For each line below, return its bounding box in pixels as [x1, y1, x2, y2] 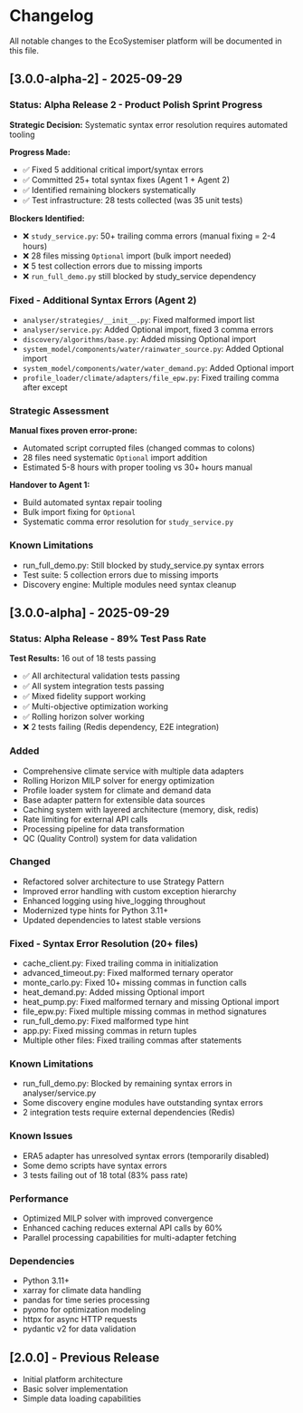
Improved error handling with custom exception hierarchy [22, 885, 237, 896]
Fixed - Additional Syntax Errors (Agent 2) [9, 294, 197, 307]
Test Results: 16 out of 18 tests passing [9, 653, 156, 664]
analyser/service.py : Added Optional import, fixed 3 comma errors [22, 324, 274, 335]
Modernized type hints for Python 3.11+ [22, 904, 169, 916]
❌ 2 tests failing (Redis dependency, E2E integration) [22, 722, 220, 733]
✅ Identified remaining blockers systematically [22, 184, 196, 195]
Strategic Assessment [9, 404, 109, 417]
